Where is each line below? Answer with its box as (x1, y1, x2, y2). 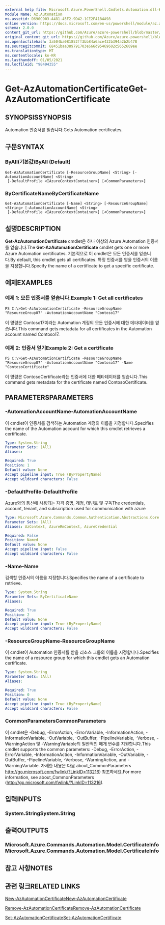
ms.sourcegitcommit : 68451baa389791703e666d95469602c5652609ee (5, 44, 137, 49)
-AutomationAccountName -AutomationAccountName (5, 408, 137, 415)
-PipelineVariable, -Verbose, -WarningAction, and (27, 756, 127, 762)
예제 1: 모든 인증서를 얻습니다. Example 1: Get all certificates (5, 294, 143, 301)
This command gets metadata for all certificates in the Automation (18, 325, 152, 332)
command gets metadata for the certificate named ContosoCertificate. (5, 379, 148, 385)
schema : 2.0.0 (5, 26, 34, 30)
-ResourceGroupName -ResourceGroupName (5, 637, 115, 644)
